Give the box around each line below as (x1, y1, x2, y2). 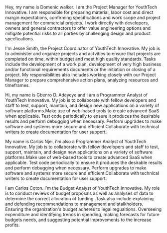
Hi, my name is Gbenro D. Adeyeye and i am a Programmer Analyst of (5, 92, 148, 98)
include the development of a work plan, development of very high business (5, 61, 162, 67)
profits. (5, 222, 20, 228)
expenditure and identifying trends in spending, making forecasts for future (5, 211, 160, 217)
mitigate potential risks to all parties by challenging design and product (5, 30, 151, 36)
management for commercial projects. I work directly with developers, (5, 20, 150, 26)
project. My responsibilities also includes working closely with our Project (5, 72, 156, 78)
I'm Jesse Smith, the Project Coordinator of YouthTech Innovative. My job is (5, 45, 161, 51)
